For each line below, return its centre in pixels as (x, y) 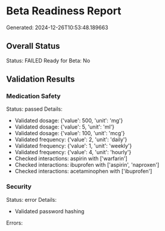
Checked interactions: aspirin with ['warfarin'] (71, 158)
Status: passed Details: (34, 109)
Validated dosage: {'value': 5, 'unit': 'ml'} (65, 127)
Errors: (15, 223)
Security (19, 187)
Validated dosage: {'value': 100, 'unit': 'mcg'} (70, 133)
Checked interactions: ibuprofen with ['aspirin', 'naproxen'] (87, 165)
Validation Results (41, 79)
